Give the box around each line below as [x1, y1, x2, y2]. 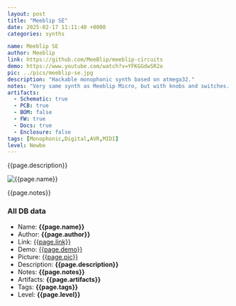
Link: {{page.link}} [17, 237, 71, 246]
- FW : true [13, 115, 46, 123]
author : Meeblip [7, 50, 55, 57]
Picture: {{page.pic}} [17, 252, 79, 261]
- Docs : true [13, 122, 52, 129]
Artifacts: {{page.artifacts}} [17, 275, 101, 283]
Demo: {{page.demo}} [17, 245, 83, 254]
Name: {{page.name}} [17, 222, 85, 231]
